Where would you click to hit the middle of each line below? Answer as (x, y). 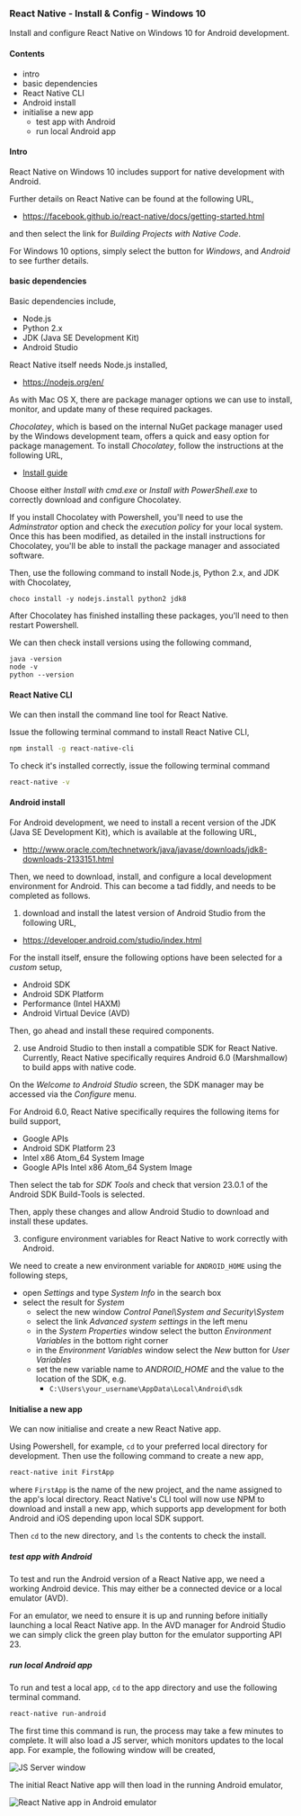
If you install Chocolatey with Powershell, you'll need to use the (126, 517)
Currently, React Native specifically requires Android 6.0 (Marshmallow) (155, 1058)
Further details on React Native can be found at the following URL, (132, 198)
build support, (35, 1121)
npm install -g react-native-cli (72, 749)
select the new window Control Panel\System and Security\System (160, 1312)
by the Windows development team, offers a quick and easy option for (139, 436)
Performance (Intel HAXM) (71, 1004)
